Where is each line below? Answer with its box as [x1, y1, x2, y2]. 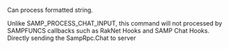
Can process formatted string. [7, 6, 94, 14]
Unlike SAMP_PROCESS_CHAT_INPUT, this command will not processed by [7, 19, 223, 27]
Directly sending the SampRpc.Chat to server [7, 34, 137, 42]
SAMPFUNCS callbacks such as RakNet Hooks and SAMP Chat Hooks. [7, 27, 210, 35]
